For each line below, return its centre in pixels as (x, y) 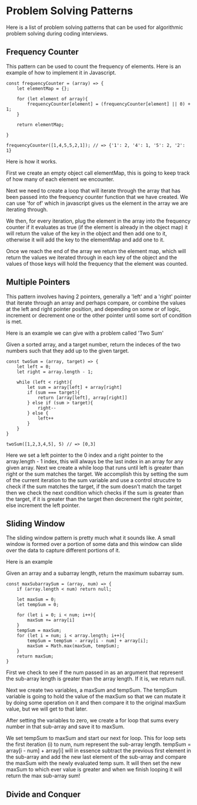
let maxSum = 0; (37, 600)
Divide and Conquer (44, 794)
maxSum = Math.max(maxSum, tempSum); (73, 646)
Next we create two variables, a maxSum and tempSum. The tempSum (92, 690)
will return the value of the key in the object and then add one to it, (87, 233)
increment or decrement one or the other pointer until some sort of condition (99, 315)
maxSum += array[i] (51, 620)
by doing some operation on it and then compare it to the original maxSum (96, 703)
